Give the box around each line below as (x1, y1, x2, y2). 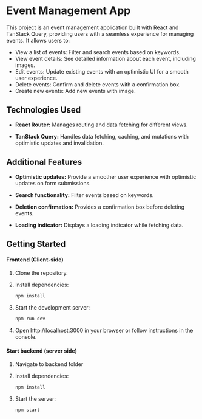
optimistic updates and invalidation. (15, 139, 104, 147)
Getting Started (6, 238, 66, 249)
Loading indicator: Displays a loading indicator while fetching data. (15, 221, 184, 229)
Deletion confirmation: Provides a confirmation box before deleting (15, 203, 185, 210)
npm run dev (15, 316, 45, 322)
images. (15, 61, 35, 69)
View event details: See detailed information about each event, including (15, 55, 196, 62)
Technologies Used (6, 105, 81, 116)
